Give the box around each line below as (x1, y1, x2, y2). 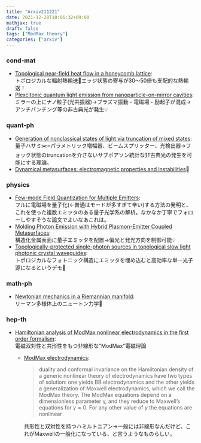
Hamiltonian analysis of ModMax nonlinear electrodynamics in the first (14, 329, 189, 336)
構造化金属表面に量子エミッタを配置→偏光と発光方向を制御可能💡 (14, 236, 176, 243)
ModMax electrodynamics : (23, 354, 90, 362)
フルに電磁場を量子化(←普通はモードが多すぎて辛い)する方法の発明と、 (14, 201, 191, 208)
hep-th (6, 315, 27, 324)
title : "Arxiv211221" (6, 8, 60, 15)
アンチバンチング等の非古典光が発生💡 (14, 106, 108, 113)
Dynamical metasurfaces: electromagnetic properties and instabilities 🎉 (14, 165, 190, 172)
